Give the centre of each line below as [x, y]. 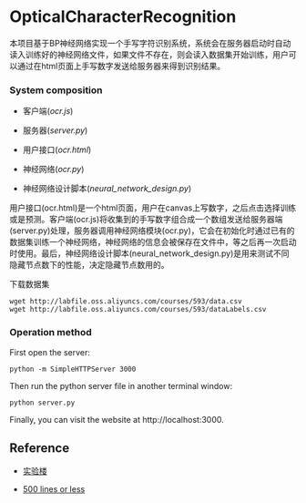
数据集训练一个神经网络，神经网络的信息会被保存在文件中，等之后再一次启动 [153, 242]
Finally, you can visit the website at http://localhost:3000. [117, 419]
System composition [56, 90]
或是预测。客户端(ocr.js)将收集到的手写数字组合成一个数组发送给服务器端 [146, 220]
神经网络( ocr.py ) [53, 169]
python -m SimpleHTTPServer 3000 [73, 369]
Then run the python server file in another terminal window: [121, 385]
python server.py [42, 403]
